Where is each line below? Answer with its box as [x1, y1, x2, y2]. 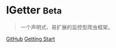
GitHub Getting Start [6, 35, 56, 42]
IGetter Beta [6, 4, 62, 17]
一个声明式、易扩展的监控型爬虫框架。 [20, 23, 113, 30]
